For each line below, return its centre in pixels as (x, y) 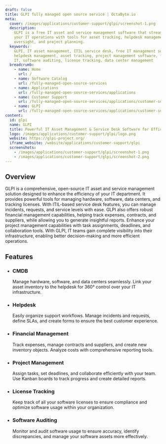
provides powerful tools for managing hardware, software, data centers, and (83, 199)
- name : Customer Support (41, 97)
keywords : (20, 46)
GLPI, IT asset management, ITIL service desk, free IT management (85, 51)
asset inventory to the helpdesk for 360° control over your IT (74, 287)
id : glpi (19, 120)
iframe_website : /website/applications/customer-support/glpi (75, 143)
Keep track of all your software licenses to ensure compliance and (80, 402)
